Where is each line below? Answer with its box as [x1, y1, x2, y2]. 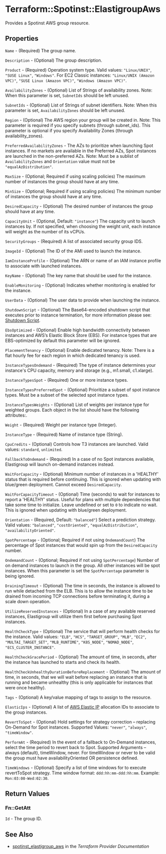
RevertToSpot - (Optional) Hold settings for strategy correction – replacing [5, 719, 156, 725]
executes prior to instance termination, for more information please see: [5, 312, 152, 318]
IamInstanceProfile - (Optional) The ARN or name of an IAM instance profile [5, 257, 161, 263]
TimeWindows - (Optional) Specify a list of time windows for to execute [5, 764, 146, 770]
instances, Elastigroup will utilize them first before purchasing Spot [5, 613, 142, 619]
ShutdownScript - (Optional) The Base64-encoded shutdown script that [5, 307, 150, 313]
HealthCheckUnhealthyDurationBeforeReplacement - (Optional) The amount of [5, 668, 161, 675]
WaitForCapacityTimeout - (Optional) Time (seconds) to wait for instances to [5, 491, 160, 497]
